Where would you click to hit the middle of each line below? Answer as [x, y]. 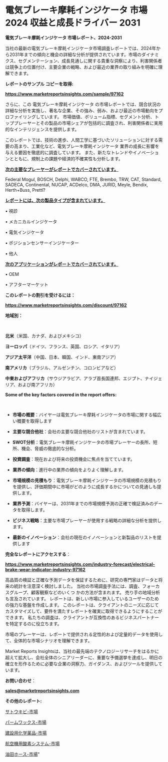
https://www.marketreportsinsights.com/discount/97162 [66, 305]
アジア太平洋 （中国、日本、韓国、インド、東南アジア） [62, 357]
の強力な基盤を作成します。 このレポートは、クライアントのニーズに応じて [82, 605]
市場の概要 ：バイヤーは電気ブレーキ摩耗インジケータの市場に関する [82, 415]
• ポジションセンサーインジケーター [42, 243]
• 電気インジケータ [24, 232]
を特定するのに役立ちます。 [33, 623]
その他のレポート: [23, 701]
